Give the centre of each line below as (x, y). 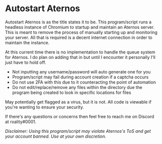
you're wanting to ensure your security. (45, 107)
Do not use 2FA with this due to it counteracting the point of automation (84, 82)
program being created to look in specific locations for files (71, 92)
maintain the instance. (27, 42)
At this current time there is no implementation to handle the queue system (80, 52)
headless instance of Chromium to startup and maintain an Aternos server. (80, 27)
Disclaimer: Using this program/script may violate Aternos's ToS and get (78, 131)
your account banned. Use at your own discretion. (56, 136)
